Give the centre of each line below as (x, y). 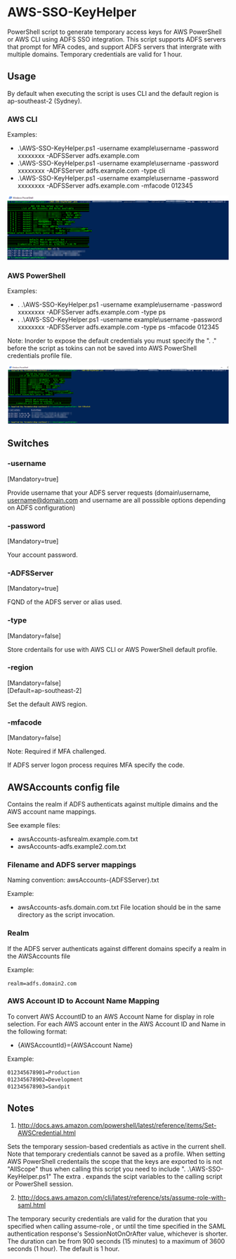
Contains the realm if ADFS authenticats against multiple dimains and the (113, 804)
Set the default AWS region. (47, 704)
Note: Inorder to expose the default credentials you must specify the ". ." (112, 341)
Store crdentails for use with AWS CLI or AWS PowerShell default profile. (112, 649)
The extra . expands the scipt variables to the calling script (137, 1176)
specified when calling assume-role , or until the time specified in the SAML (117, 1226)
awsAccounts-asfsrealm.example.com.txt (78, 839)
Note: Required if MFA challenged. (57, 751)
